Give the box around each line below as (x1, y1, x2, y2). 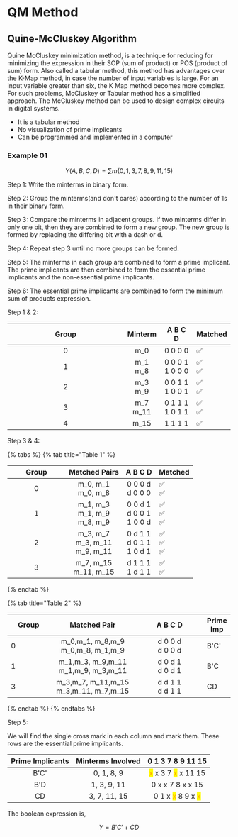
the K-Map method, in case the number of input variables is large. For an (7, 74, 219, 82)
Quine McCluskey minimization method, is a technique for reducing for (7, 51, 214, 60)
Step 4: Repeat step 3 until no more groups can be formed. (7, 244, 179, 253)
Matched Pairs (69, 467, 119, 477)
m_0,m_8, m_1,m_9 (60, 645, 125, 655)
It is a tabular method (17, 118, 80, 126)
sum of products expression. (7, 294, 91, 303)
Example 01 (7, 150, 48, 160)
